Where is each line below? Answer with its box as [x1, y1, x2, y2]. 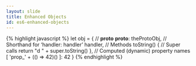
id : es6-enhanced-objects [6, 19, 69, 25]
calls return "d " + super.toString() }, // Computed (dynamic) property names [6, 47, 191, 54]
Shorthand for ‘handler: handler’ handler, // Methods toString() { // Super [6, 41, 181, 48]
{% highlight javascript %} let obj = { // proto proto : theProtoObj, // [6, 35, 167, 42]
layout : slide [6, 8, 41, 14]
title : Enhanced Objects [6, 14, 67, 20]
